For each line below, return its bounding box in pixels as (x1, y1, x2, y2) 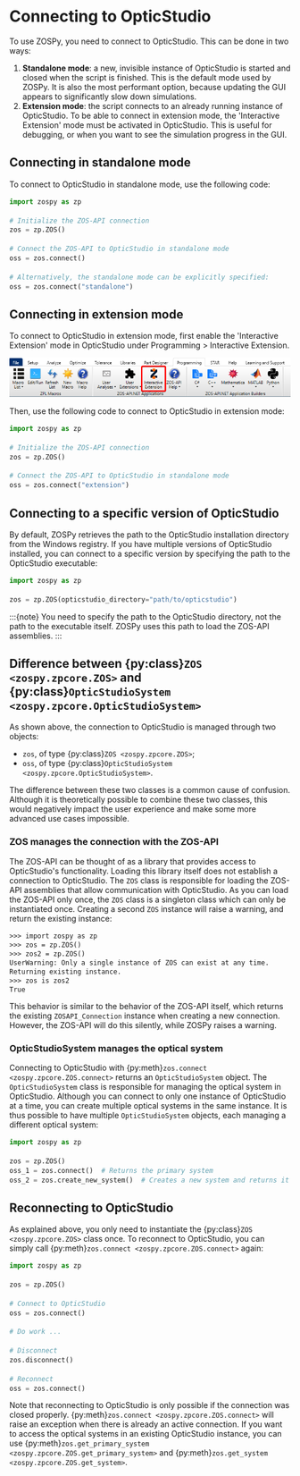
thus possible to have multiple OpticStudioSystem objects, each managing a (9, 1110, 287, 1121)
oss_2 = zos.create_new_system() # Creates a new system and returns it (9, 1176, 290, 1185)
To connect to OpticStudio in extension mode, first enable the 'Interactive (9, 331, 279, 342)
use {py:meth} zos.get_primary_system (9, 1438, 150, 1449)
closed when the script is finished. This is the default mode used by (21, 72, 271, 82)
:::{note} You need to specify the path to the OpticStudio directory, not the (9, 611, 281, 622)
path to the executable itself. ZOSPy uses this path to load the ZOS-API (9, 620, 270, 631)
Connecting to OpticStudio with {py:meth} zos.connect (9, 1062, 208, 1074)
